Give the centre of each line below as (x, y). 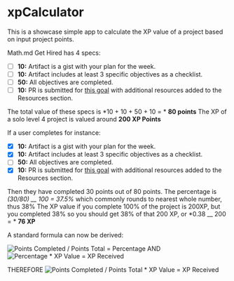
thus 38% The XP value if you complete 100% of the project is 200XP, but (114, 207)
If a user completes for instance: (54, 133)
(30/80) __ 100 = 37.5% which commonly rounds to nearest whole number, (115, 199)
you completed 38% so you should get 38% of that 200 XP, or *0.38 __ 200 (117, 214)
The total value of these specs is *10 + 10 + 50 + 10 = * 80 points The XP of (117, 112)
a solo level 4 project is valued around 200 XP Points (84, 119)
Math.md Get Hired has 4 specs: (54, 53)
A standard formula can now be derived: (66, 235)
